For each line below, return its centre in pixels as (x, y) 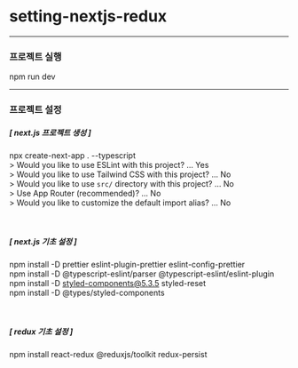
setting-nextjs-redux (88, 16)
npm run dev (32, 76)
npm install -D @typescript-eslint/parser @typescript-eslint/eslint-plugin (142, 274)
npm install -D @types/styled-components (87, 293)
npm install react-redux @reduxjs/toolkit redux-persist (108, 355)
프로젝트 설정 (35, 110)
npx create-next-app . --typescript (72, 156)
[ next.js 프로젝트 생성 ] (50, 132)
